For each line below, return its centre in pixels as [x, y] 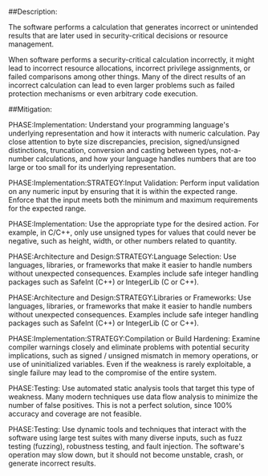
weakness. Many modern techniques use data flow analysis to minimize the [133, 397]
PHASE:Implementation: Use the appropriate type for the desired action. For [134, 224]
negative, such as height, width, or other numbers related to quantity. [123, 241]
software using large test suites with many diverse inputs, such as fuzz [126, 438]
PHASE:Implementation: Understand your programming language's [119, 125]
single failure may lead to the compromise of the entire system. [113, 373]
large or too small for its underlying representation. [92, 167]
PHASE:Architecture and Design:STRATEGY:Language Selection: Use [122, 256]
